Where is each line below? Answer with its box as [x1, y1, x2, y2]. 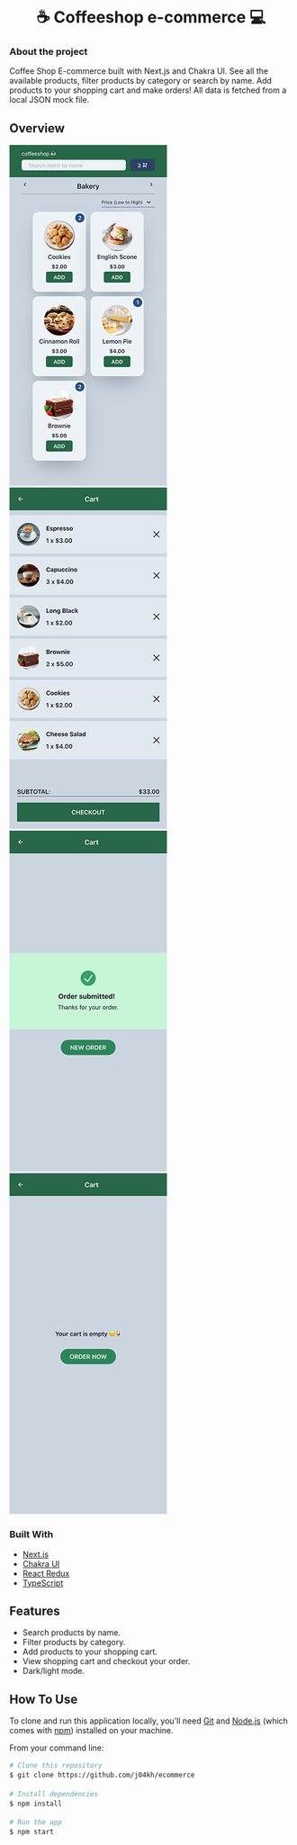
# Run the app [9, 1818, 63, 1827]
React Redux [22, 1568, 70, 1579]
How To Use [9, 1691, 78, 1706]
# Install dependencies [9, 1789, 99, 1798]
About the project [9, 46, 88, 58]
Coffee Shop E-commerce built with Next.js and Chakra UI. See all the [9, 66, 268, 76]
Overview [9, 121, 66, 136]
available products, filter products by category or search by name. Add [9, 76, 273, 86]
